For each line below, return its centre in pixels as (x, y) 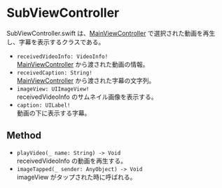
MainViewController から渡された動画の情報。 (83, 64)
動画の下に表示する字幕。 (54, 113)
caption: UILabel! (43, 105)
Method (24, 136)
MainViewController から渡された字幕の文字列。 (86, 80)
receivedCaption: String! (54, 73)
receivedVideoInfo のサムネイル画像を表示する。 (87, 97)
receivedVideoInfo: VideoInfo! (62, 56)
